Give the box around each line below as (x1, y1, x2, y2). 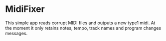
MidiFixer (5, 3, 45, 15)
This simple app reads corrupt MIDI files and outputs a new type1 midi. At (5, 20, 156, 26)
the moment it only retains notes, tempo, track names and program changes (5, 25, 162, 31)
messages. (5, 30, 28, 36)
